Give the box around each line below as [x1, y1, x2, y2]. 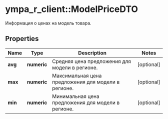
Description [78, 49, 106, 56]
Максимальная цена [52, 72, 102, 79]
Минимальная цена [52, 92, 99, 99]
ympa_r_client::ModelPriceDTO [5, 3, 138, 15]
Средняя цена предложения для [52, 57, 131, 64]
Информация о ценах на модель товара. [5, 20, 91, 26]
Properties [5, 34, 39, 43]
